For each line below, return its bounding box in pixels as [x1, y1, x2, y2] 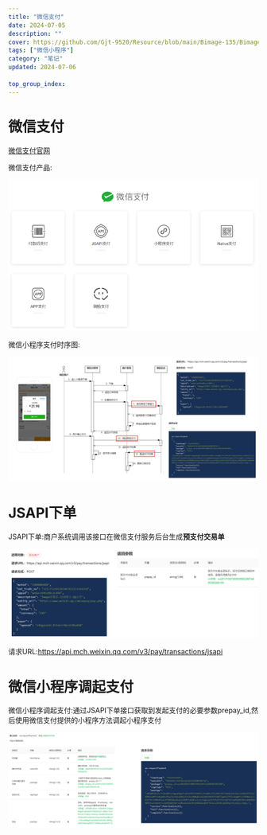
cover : [8, 38, 30, 46]
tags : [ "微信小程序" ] [8, 46, 74, 55]
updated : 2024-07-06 [8, 64, 77, 72]
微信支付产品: [8, 162, 53, 172]
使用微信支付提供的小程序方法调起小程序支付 [14, 716, 161, 725]
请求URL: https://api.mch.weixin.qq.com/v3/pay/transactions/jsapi [8, 647, 223, 657]
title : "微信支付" [8, 13, 65, 21]
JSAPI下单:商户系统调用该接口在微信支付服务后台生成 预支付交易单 [8, 532, 225, 541]
